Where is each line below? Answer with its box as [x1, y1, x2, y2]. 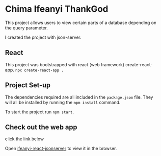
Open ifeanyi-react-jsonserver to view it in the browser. [5, 146, 117, 152]
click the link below [5, 136, 44, 142]
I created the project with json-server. [5, 34, 81, 40]
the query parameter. [5, 25, 48, 30]
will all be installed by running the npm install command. [5, 99, 121, 105]
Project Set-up [5, 81, 51, 89]
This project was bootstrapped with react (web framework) [5, 61, 125, 67]
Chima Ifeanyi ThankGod [5, 3, 108, 15]
